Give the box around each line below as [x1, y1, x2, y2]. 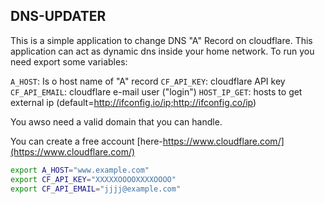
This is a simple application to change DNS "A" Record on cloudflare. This [10, 34, 313, 46]
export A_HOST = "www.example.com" [10, 165, 150, 175]
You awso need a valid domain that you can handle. [10, 115, 223, 128]
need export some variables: [10, 55, 128, 68]
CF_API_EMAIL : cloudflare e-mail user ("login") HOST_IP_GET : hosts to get [10, 85, 303, 98]
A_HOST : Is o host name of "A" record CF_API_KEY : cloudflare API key [10, 75, 286, 87]
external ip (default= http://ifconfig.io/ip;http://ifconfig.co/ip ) [10, 96, 257, 108]
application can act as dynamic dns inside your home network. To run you [10, 45, 315, 57]
